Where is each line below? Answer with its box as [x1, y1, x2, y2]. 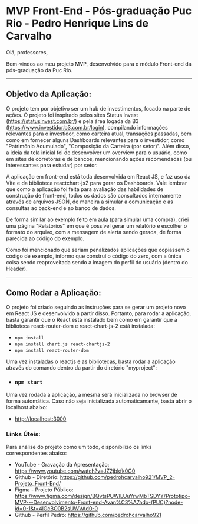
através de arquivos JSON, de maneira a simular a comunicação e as [6, 198, 174, 205]
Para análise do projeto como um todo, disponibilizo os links [6, 444, 152, 451]
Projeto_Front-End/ [14, 480, 61, 487]
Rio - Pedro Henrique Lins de [6, 17, 149, 30]
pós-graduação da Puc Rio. [6, 66, 72, 73]
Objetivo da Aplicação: [6, 89, 92, 99]
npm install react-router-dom [14, 347, 90, 353]
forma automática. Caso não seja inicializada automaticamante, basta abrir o [6, 397, 192, 405]
